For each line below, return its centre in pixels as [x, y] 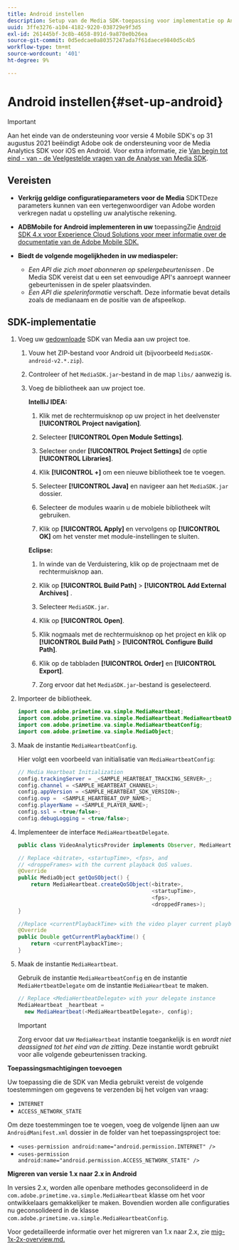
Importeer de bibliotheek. [55, 698]
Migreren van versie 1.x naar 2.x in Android [72, 1174]
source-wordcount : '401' [44, 54]
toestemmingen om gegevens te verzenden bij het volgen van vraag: [108, 1089]
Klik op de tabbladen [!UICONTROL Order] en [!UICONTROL [128, 663]
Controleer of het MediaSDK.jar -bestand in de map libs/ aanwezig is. [130, 374]
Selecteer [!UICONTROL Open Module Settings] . [111, 437]
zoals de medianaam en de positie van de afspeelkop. [107, 299]
